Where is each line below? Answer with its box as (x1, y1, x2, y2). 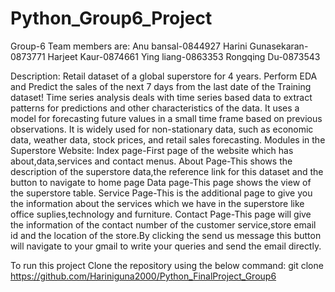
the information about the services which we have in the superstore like (10, 197, 305, 209)
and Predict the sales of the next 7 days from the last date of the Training (10, 80, 312, 92)
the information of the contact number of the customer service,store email (10, 218, 317, 231)
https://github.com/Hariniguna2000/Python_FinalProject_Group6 (10, 270, 277, 282)
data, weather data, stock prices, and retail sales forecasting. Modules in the (10, 133, 326, 146)
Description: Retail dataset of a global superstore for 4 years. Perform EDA (10, 70, 318, 82)
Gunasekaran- (249, 40, 309, 52)
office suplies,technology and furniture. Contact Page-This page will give (10, 208, 312, 220)
